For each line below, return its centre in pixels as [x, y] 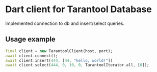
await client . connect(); [32, 56]
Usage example [31, 39]
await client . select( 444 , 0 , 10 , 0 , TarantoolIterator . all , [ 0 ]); [77, 65]
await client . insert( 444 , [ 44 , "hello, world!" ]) [59, 60]
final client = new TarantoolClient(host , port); [59, 51]
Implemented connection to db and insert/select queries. [65, 23]
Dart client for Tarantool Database [78, 9]
